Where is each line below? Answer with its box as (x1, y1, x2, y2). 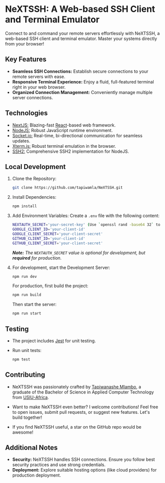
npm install (12, 204, 37, 209)
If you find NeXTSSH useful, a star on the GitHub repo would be (12, 424, 142, 430)
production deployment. (12, 472, 62, 478)
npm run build (12, 293, 41, 298)
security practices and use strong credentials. (12, 462, 106, 468)
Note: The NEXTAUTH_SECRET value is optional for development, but (12, 250, 146, 256)
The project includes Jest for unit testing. (12, 338, 96, 344)
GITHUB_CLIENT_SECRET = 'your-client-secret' (12, 241, 103, 246)
